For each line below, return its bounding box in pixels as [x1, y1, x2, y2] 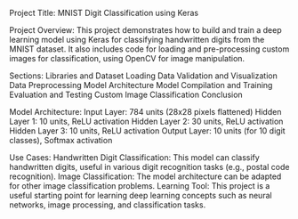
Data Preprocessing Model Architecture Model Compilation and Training [9, 80, 273, 90]
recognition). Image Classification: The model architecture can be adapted [9, 171, 282, 182]
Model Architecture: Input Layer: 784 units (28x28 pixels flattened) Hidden [9, 107, 282, 117]
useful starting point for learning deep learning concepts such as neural [9, 191, 273, 200]
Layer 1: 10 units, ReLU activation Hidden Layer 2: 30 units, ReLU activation [9, 116, 284, 126]
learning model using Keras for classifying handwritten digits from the [9, 35, 265, 45]
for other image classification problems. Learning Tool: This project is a [9, 181, 270, 191]
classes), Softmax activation [9, 135, 113, 145]
